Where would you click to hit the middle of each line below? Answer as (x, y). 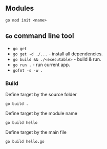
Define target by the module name (41, 113)
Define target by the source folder (41, 94)
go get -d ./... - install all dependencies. (58, 54)
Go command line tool (40, 36)
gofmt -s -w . (28, 70)
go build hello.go (25, 141)
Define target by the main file (36, 132)
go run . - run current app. (41, 65)
